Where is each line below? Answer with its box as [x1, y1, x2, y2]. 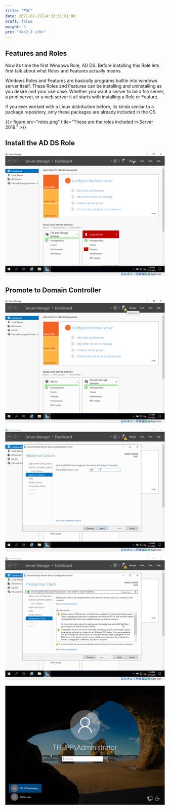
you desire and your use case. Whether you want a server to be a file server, [5, 88, 165, 94]
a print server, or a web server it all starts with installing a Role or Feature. [5, 94, 159, 100]
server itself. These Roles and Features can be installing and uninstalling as [5, 83, 162, 89]
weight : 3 [5, 24, 26, 29]
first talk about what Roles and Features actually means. [5, 67, 122, 73]
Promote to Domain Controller [5, 286, 101, 294]
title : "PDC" [5, 8, 33, 13]
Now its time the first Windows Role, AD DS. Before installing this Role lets [5, 62, 159, 68]
